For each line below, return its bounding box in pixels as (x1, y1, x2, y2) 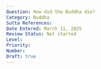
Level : (6, 37, 23, 43)
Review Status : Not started (6, 31, 77, 37)
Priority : (6, 43, 31, 49)
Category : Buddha (6, 14, 50, 20)
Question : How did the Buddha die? (6, 8, 96, 15)
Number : (6, 48, 26, 54)
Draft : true (6, 53, 36, 59)
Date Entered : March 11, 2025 (6, 25, 82, 32)
